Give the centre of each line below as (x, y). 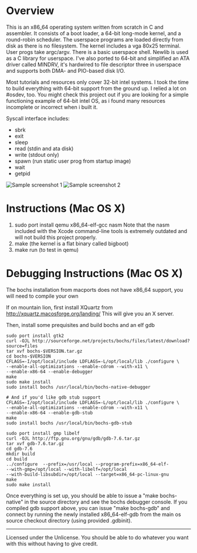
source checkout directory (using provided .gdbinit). (69, 520)
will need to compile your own (42, 296)
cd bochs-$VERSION (28, 356)
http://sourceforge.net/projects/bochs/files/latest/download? (111, 341)
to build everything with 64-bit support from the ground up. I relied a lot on (96, 88)
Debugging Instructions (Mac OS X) (94, 274)
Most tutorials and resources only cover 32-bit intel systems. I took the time (97, 82)
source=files (22, 346)
